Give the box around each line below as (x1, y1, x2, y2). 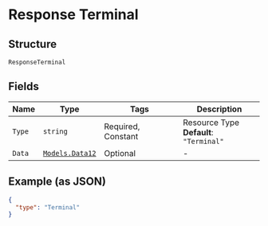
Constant (104, 131, 139, 142)
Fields (8, 80, 40, 93)
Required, (104, 121, 140, 132)
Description (196, 103, 242, 115)
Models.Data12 (42, 149, 97, 158)
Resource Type (183, 117, 240, 128)
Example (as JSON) (8, 175, 106, 189)
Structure (8, 37, 57, 51)
